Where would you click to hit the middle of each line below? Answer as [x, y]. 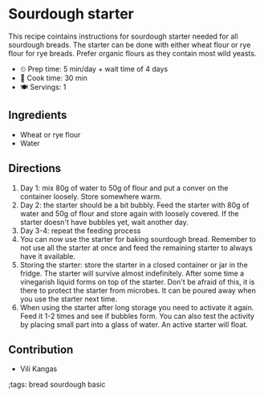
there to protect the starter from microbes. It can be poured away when [138, 290]
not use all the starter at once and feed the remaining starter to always [136, 248]
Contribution [41, 349]
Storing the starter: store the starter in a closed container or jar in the [134, 264]
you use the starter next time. [69, 299]
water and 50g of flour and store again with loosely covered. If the [129, 213]
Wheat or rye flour [50, 134]
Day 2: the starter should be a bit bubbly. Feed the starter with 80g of [134, 205]
